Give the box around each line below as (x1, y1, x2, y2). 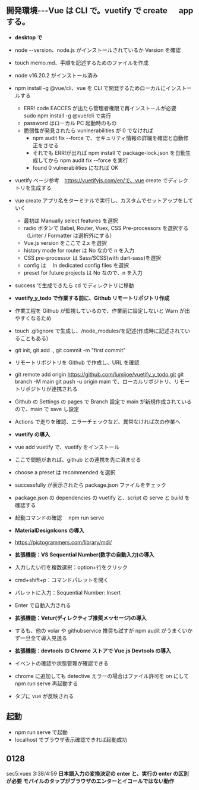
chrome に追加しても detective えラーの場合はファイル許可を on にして (14, 672, 189, 679)
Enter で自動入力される (14, 601, 71, 609)
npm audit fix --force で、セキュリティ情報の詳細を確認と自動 (32, 134, 184, 141)
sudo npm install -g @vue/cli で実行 (23, 112, 112, 119)
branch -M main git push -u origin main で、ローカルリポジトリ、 (14, 378, 175, 385)
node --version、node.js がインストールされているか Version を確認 (14, 46, 181, 54)
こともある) (20, 334, 49, 341)
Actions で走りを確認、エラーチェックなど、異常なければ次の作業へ (14, 418, 181, 425)
